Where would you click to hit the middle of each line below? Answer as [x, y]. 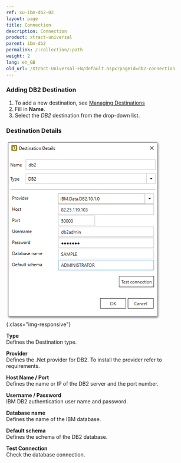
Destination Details [34, 131]
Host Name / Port [27, 377]
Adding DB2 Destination [41, 90]
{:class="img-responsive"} [39, 324]
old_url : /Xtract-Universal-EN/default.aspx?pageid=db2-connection [91, 69]
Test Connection [27, 448]
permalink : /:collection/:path [45, 50]
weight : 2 [18, 56]
